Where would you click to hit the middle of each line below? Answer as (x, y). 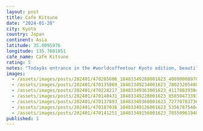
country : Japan (25, 34)
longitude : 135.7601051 (36, 51)
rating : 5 (19, 62)
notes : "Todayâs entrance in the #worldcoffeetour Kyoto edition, (92, 68)
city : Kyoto (21, 29)
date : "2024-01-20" (31, 23)
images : (16, 74)
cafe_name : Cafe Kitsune (37, 57)
